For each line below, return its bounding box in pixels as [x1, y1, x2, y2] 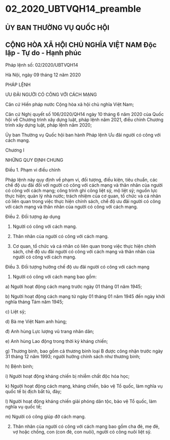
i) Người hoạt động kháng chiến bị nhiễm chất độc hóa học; [5, 373, 130, 379]
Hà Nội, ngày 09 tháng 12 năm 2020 [5, 72, 81, 78]
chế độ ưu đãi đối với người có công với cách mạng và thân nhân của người [5, 182, 163, 188]
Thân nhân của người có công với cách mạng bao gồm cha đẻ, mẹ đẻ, [12, 423, 160, 430]
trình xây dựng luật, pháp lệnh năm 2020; [5, 122, 92, 128]
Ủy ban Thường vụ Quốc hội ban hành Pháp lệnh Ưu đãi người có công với [5, 132, 161, 138]
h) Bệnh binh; [5, 363, 34, 369]
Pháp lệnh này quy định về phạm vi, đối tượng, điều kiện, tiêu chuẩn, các [5, 177, 158, 183]
